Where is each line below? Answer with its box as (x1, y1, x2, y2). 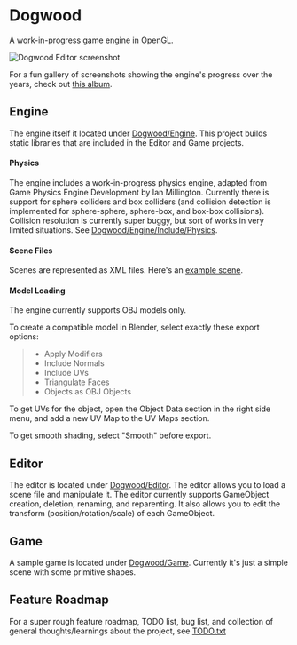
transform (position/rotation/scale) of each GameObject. (9, 508, 215, 519)
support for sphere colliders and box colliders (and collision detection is (9, 196, 272, 207)
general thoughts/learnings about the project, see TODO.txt (9, 625, 226, 636)
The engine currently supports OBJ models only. (9, 305, 187, 315)
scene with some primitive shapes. (9, 566, 137, 577)
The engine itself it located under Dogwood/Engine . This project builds (9, 128, 268, 139)
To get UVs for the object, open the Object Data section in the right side (9, 403, 271, 414)
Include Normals (43, 358, 105, 369)
